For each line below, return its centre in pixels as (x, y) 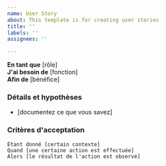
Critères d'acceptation (46, 130)
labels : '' (23, 33)
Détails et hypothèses (45, 97)
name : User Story (32, 13)
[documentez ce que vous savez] (65, 112)
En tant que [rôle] (32, 65)
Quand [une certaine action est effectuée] (71, 150)
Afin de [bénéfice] (34, 79)
